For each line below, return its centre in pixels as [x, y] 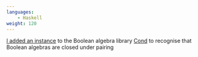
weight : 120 [21, 23]
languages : [20, 12]
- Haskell [30, 18]
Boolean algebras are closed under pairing [60, 47]
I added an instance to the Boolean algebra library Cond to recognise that [99, 41]
